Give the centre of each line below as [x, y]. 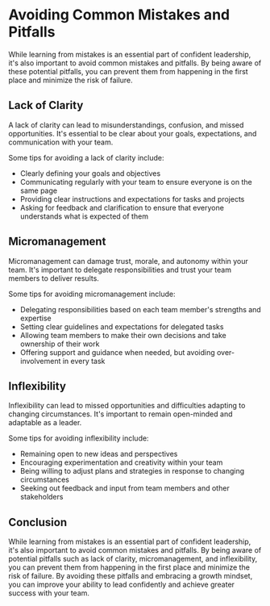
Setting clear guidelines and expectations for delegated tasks [122, 326]
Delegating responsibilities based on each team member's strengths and [141, 309]
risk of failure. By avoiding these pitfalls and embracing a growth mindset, [131, 576]
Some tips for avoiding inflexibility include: [79, 438]
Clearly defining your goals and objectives [90, 173]
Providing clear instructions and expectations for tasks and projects [132, 199]
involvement [40, 361]
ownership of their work [60, 344]
